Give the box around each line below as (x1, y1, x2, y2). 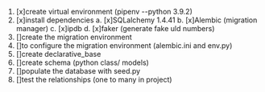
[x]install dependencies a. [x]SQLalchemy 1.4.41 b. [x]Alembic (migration (15, 15, 258, 25)
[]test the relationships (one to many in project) (15, 75, 172, 84)
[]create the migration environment (15, 32, 133, 42)
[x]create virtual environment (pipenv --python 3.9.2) (15, 7, 193, 16)
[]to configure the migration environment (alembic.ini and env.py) (15, 41, 233, 50)
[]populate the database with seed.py (15, 66, 141, 75)
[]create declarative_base (15, 50, 101, 58)
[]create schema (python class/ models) (15, 58, 149, 67)
